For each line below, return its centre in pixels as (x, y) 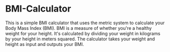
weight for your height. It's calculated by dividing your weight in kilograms (83, 33)
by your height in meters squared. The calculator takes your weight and (80, 39)
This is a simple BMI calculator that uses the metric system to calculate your (85, 23)
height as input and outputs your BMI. (45, 44)
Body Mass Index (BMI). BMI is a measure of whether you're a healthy (78, 28)
